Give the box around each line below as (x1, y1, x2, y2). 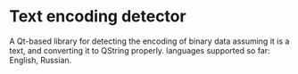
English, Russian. (9, 54, 72, 65)
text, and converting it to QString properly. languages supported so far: (9, 45, 270, 55)
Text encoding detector (9, 6, 186, 27)
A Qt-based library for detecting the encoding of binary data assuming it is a (9, 36, 290, 46)
